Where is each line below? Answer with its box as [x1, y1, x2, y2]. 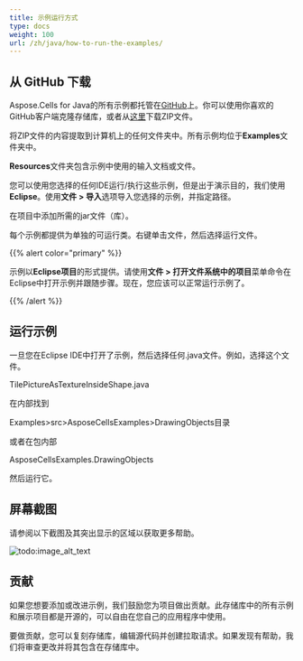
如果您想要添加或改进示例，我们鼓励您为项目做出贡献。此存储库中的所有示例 [9, 600, 294, 610]
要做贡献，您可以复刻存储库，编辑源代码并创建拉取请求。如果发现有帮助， [9, 629, 286, 641]
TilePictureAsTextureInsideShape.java [9, 378, 150, 389]
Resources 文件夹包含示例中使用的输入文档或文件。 [9, 161, 201, 172]
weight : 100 [9, 30, 54, 39]
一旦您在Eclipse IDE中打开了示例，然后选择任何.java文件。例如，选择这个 [9, 349, 282, 360]
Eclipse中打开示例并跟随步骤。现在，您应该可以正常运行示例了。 [9, 277, 250, 289]
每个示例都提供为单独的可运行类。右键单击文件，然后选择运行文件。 [9, 229, 262, 240]
